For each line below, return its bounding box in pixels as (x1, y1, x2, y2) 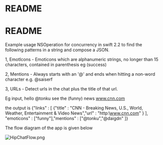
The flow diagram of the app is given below (5, 125, 93, 131)
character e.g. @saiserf (5, 77, 53, 83)
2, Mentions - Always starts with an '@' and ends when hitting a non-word (5, 71, 156, 77)
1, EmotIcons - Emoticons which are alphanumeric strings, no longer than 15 (5, 57, 159, 62)
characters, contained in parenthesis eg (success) (5, 62, 107, 68)
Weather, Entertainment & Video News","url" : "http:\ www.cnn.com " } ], (5, 110, 148, 116)
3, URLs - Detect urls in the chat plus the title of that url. (5, 86, 118, 92)
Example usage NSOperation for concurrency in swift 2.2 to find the (5, 42, 142, 48)
